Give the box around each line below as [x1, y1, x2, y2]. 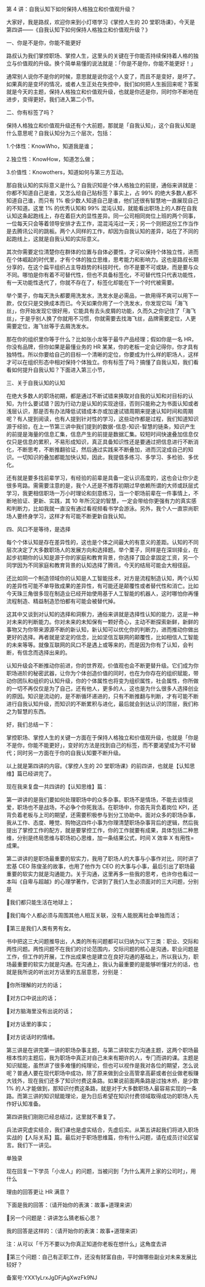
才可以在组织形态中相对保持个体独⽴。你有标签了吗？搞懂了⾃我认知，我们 [6, 359, 193, 366]
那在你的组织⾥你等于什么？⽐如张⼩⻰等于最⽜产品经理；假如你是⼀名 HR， [6, 336, 197, 343]
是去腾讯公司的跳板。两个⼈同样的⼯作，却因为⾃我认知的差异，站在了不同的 [6, 227, 199, 235]
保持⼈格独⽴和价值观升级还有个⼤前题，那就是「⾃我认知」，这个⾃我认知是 [6, 122, 196, 129]
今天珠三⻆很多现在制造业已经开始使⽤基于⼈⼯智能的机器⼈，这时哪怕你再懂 [6, 590, 199, 597]
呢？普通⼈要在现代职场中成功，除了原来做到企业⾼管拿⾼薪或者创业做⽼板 [6, 1069, 193, 1077]
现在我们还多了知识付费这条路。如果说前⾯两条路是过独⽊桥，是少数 [27, 1077, 199, 1084]
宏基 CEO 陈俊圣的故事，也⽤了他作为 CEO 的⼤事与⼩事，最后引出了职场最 [6, 863, 195, 870]
